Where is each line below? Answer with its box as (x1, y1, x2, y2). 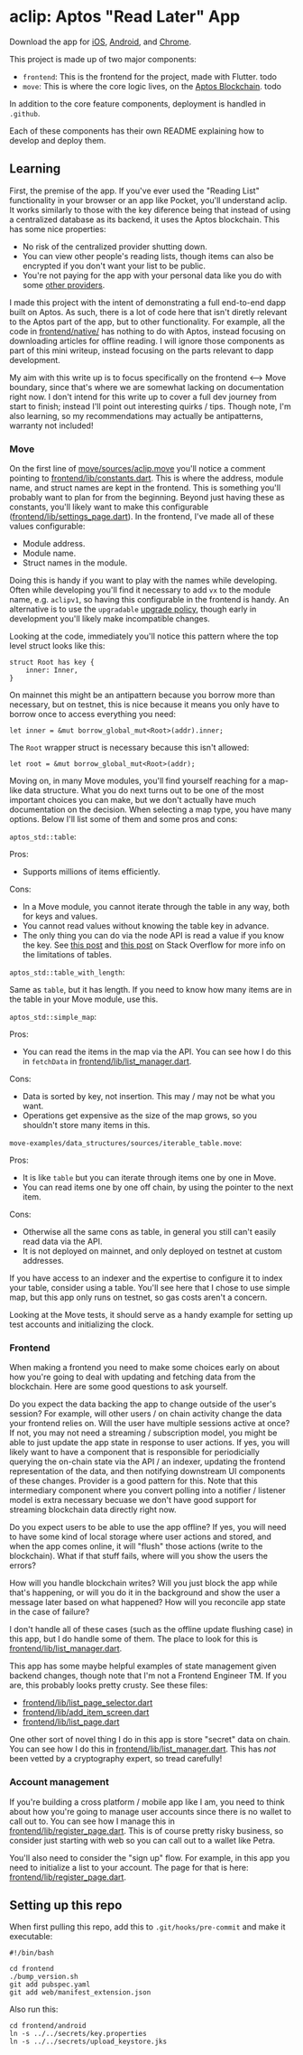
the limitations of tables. (22, 949, 113, 960)
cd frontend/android (9, 2022, 87, 2031)
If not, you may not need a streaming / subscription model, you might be (9, 1427, 278, 1438)
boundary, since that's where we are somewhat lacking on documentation (9, 381, 284, 392)
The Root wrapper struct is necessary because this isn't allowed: (9, 743, 250, 753)
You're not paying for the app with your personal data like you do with (22, 269, 282, 281)
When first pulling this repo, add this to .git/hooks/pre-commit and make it (9, 1921, 286, 1932)
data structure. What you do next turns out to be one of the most (23, 785, 264, 796)
